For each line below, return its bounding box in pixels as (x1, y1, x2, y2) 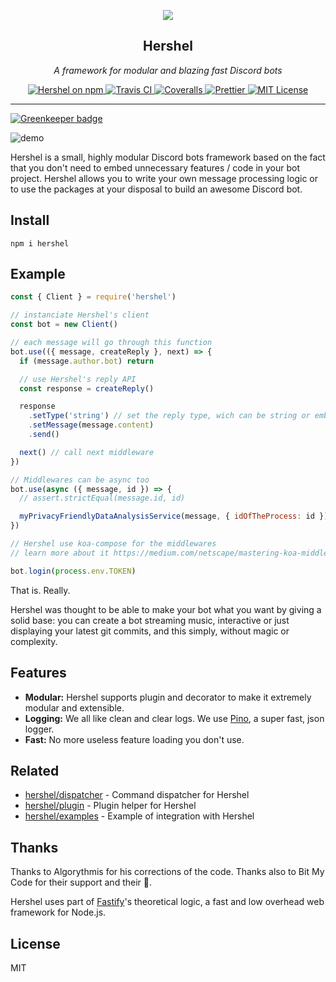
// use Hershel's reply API (19, 374, 137, 384)
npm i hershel (10, 238, 70, 249)
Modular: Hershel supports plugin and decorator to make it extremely (24, 691, 312, 703)
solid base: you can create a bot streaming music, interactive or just (10, 614, 290, 626)
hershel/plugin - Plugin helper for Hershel (24, 800, 197, 812)
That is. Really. (10, 584, 71, 596)
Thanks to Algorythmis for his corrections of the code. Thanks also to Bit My (10, 866, 325, 878)
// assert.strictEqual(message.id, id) (19, 493, 186, 504)
